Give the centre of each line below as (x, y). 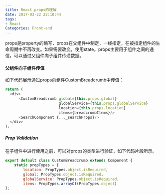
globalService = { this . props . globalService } (103, 103)
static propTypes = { (36, 165)
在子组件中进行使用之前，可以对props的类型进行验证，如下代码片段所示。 (81, 151)
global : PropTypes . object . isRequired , (63, 174)
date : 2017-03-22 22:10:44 (33, 14)
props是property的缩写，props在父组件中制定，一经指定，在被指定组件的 (81, 43)
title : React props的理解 (31, 10)
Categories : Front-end (29, 28)
